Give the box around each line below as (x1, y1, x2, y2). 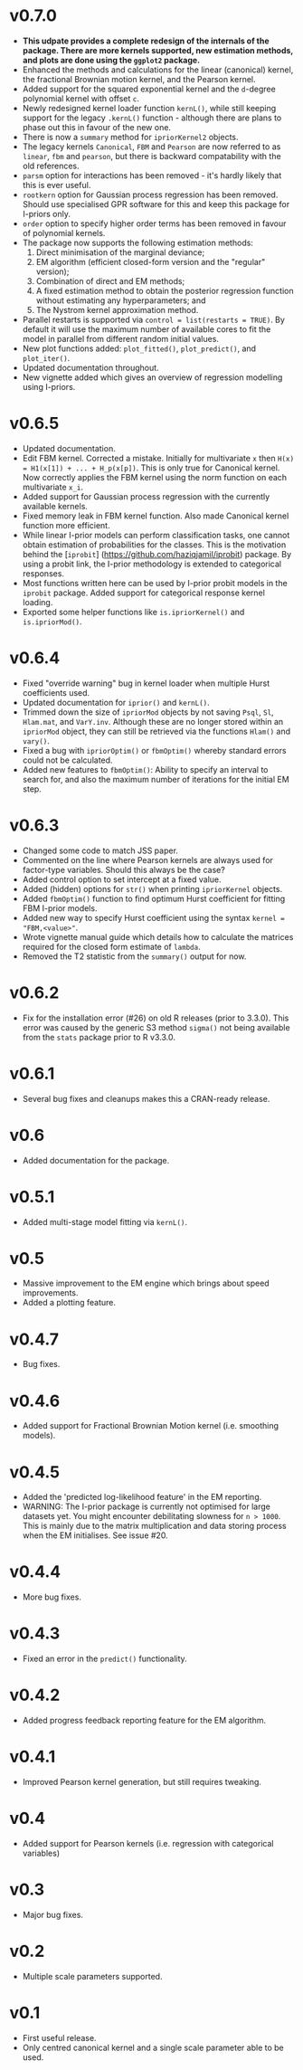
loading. (22, 596, 53, 607)
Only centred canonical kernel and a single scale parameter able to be (22, 2042, 285, 2053)
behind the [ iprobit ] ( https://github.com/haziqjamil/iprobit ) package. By (22, 548, 292, 559)
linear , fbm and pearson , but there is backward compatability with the (22, 150, 282, 161)
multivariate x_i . (22, 481, 84, 492)
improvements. (22, 1287, 79, 1298)
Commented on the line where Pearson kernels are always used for (22, 854, 274, 865)
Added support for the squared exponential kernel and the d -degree (22, 83, 276, 94)
